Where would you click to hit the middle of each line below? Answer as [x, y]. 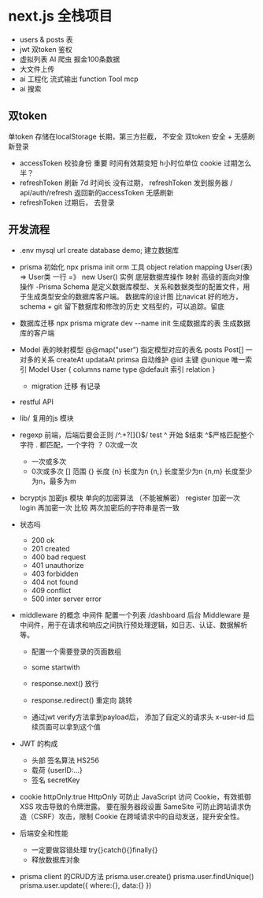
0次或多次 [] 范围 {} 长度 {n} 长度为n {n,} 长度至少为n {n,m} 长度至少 [142, 471]
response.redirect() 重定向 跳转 [82, 700]
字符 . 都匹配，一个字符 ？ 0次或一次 [78, 444]
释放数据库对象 [56, 859]
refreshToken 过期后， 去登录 [67, 202]
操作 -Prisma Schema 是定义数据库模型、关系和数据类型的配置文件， [131, 286]
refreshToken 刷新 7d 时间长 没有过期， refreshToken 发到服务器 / [126, 183]
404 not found [55, 582]
